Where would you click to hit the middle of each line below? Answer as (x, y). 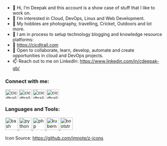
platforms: (23, 39)
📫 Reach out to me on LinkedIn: (45, 61)
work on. (21, 13)
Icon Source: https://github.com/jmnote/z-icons (54, 138)
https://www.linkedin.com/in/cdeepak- (119, 61)
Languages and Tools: (32, 109)
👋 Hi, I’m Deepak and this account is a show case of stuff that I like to (83, 8)
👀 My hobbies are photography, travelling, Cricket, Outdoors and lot (82, 23)
